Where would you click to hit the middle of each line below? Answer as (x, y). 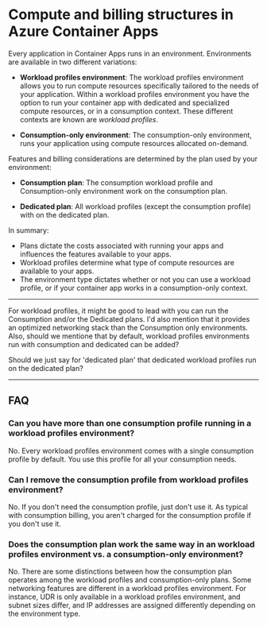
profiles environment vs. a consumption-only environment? (126, 554)
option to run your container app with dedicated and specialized (125, 102)
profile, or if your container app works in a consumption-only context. (133, 288)
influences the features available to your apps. (96, 254)
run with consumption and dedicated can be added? (94, 344)
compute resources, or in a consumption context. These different (126, 111)
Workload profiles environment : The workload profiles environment (132, 77)
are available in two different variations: (73, 62)
